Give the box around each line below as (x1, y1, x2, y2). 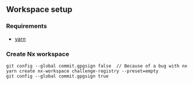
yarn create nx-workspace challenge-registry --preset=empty (6, 68, 159, 74)
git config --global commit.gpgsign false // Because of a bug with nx (6, 63, 188, 69)
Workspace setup (6, 5, 73, 15)
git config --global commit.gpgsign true (6, 73, 109, 79)
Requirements (6, 22, 48, 30)
